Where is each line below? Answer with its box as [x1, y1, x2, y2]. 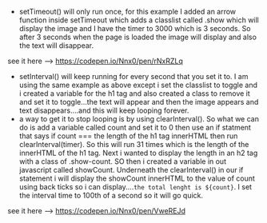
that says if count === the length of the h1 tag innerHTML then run [18, 131, 238, 141]
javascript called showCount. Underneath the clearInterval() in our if [18, 165, 244, 174]
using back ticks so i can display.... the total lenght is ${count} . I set [18, 182, 253, 191]
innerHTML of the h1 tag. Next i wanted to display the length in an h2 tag [18, 148, 258, 157]
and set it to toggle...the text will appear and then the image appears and [18, 98, 259, 106]
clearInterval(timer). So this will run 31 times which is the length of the [18, 140, 249, 149]
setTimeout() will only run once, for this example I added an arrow [18, 7, 237, 16]
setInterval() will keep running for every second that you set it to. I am [18, 72, 249, 81]
